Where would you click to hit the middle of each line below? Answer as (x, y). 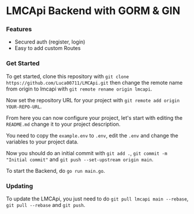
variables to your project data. (42, 142)
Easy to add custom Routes (47, 48)
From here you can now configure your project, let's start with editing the (94, 118)
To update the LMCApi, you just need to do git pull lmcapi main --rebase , (97, 199)
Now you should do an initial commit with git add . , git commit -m (87, 153)
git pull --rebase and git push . (46, 205)
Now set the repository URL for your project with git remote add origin (93, 100)
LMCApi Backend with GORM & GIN (93, 11)
